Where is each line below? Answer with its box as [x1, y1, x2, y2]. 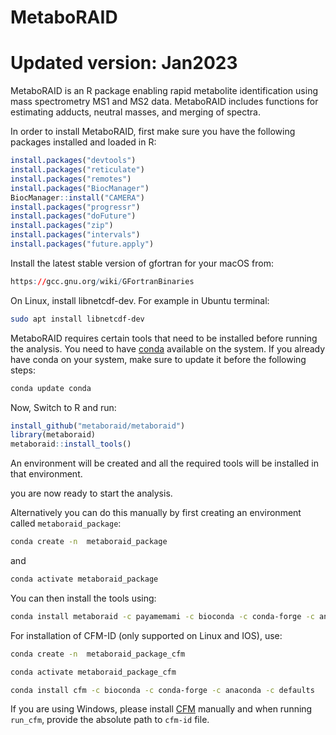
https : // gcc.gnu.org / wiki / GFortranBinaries [10, 276, 195, 286]
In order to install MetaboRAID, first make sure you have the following [10, 126, 296, 138]
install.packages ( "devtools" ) [10, 156, 137, 166]
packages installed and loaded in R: [10, 136, 157, 148]
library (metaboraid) [10, 430, 97, 440]
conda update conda [10, 383, 92, 393]
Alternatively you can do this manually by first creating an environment [10, 507, 302, 519]
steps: [10, 364, 36, 376]
